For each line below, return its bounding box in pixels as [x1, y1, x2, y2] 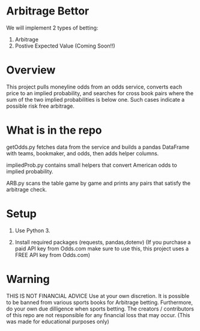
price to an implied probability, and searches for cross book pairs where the [6, 89, 194, 97]
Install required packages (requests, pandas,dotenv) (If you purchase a [14, 238, 191, 246]
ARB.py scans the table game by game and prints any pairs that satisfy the [6, 179, 191, 187]
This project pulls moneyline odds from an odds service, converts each [6, 83, 182, 90]
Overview [6, 63, 56, 77]
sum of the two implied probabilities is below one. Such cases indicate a [6, 96, 185, 103]
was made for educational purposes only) [6, 318, 109, 325]
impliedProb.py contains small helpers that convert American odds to [6, 161, 177, 169]
